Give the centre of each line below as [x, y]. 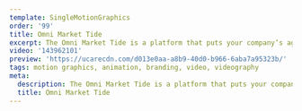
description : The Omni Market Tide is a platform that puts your [142, 84]
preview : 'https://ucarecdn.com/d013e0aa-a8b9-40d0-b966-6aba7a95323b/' [148, 59]
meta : [19, 76]
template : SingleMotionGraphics [70, 17]
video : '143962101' [46, 51]
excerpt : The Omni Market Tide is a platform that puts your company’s [146, 43]
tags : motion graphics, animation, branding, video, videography [134, 68]
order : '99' [31, 26]
